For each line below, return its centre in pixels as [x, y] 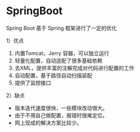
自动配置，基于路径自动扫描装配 [53, 75]
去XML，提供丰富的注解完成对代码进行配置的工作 [74, 68]
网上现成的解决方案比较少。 [48, 123]
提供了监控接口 [33, 83]
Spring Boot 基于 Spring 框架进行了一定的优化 [61, 28]
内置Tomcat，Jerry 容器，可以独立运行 [62, 53]
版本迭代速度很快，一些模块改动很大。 [61, 108]
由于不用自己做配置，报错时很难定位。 [61, 115]
